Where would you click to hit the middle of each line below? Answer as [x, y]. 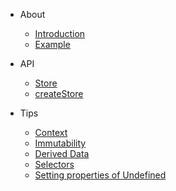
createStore [59, 93]
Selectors [54, 164]
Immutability [60, 143]
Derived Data [62, 153]
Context [51, 132]
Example [52, 44]
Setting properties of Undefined [100, 175]
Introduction [60, 33]
